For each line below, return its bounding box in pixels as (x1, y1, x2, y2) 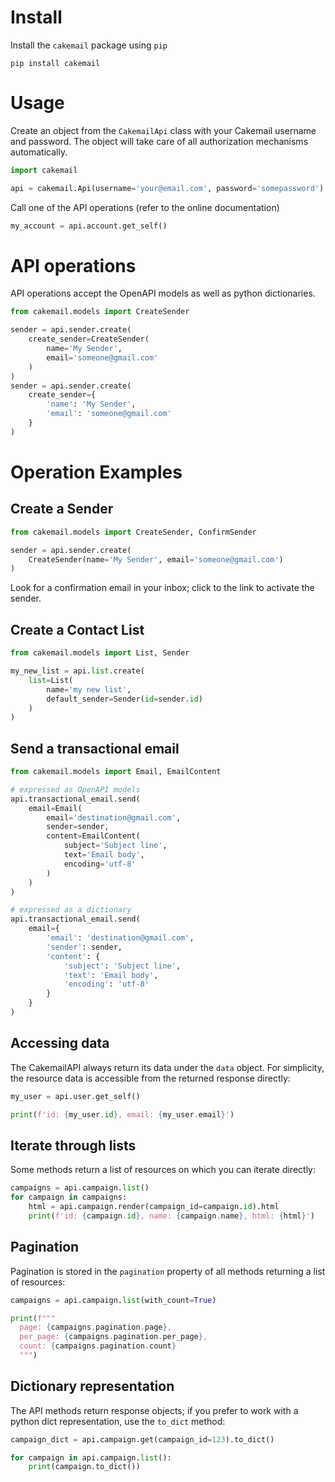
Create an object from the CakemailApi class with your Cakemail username (10, 124, 317, 136)
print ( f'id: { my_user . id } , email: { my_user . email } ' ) (10, 1109, 235, 1120)
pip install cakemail (10, 58, 101, 68)
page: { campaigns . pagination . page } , (19, 1322, 172, 1333)
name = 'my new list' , (46, 684, 132, 695)
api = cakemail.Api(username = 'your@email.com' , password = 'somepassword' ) (10, 183, 325, 193)
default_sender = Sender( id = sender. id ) (46, 694, 203, 704)
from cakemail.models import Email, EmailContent (10, 767, 222, 777)
